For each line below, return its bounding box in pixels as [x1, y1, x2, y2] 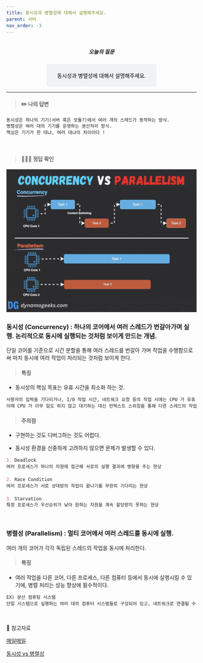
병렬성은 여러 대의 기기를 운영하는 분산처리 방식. [6, 123, 112, 130]
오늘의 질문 [88, 48, 115, 55]
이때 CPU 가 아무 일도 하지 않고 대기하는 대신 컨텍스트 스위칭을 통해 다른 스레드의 [6, 403, 186, 409]
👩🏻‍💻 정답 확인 [21, 155, 54, 162]
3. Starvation [6, 496, 42, 502]
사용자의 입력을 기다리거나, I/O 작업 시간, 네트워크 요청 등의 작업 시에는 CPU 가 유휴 [6, 397, 196, 403]
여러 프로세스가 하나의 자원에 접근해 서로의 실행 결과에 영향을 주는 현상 [6, 464, 162, 470]
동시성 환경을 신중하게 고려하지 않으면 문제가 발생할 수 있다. [14, 444, 156, 451]
